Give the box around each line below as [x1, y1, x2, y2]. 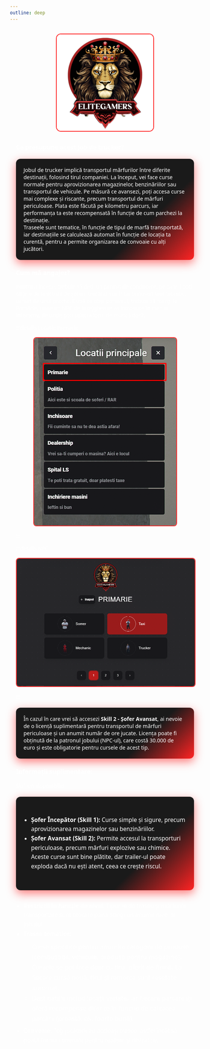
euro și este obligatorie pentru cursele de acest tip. [24, 744, 150, 751]
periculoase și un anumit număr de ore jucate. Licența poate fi [24, 729, 177, 738]
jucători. [24, 244, 44, 253]
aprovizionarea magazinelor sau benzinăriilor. [31, 824, 155, 834]
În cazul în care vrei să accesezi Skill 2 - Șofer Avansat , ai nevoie [24, 715, 183, 723]
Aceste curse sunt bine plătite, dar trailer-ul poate [31, 853, 166, 861]
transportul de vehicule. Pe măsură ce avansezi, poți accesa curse [24, 187, 185, 196]
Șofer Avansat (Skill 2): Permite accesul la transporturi [31, 834, 181, 843]
